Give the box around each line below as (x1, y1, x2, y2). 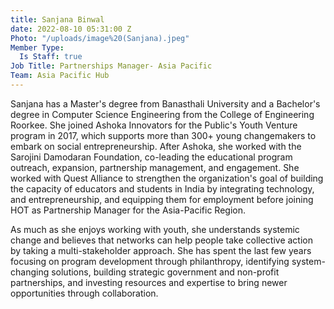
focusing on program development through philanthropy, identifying (10, 255, 290, 267)
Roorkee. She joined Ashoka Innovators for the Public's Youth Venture (10, 119, 298, 131)
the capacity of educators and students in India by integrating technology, (10, 182, 315, 195)
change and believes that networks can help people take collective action (10, 234, 313, 246)
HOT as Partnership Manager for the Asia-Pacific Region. (10, 204, 247, 216)
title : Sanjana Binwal (10, 14, 105, 25)
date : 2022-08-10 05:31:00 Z (10, 24, 132, 34)
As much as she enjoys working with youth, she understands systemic (10, 223, 300, 235)
